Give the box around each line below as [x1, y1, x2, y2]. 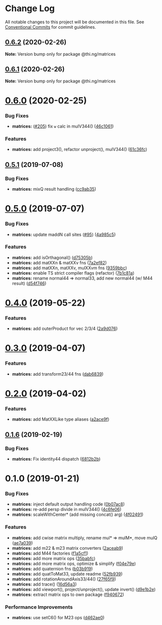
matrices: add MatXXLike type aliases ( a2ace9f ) [12, 416, 110, 422]
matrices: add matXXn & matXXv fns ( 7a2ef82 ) [12, 260, 107, 265]
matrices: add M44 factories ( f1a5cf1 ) [12, 550, 89, 556]
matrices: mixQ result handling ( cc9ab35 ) [12, 186, 97, 192]
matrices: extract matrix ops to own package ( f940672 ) [12, 592, 125, 597]
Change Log [5, 3, 55, 14]
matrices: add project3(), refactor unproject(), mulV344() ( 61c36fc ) [12, 147, 147, 152]
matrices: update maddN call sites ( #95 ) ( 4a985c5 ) [12, 231, 116, 237]
